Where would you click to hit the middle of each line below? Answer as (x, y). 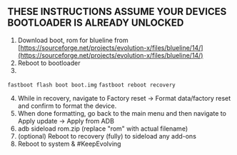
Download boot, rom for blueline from (73, 40)
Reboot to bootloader (49, 63)
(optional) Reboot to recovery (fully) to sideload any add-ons (107, 136)
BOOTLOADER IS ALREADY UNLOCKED (96, 23)
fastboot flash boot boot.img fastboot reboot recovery (92, 85)
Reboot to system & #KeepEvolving (69, 144)
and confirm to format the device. (67, 106)
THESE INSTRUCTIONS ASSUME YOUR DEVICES (117, 12)
